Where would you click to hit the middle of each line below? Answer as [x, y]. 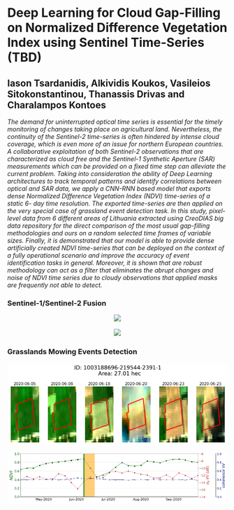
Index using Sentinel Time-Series [106, 43]
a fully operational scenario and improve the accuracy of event [98, 255]
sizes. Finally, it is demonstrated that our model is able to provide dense [111, 240]
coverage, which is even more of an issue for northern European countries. [115, 144]
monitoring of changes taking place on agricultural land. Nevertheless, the [115, 129]
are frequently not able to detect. [55, 285]
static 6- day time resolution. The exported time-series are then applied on [115, 203]
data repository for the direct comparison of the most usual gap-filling [109, 226]
